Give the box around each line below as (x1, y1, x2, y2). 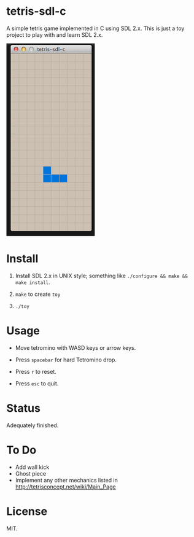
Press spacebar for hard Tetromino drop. (15, 356, 117, 363)
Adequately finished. (6, 422, 59, 429)
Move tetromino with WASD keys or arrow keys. (15, 344, 136, 351)
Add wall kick (15, 463, 50, 471)
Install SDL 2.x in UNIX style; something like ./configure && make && (15, 272, 188, 279)
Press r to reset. (15, 368, 56, 375)
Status (6, 401, 41, 415)
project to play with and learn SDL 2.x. (6, 31, 103, 38)
